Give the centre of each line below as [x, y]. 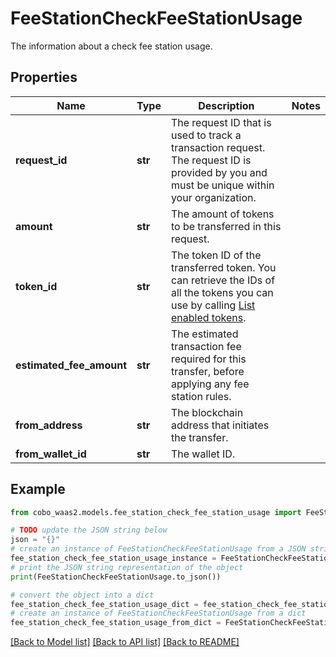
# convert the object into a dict [82, 595]
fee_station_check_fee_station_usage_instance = [113, 558]
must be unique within [222, 185]
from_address [49, 425]
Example [38, 489]
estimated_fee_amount [71, 365]
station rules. [201, 396]
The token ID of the [216, 255]
